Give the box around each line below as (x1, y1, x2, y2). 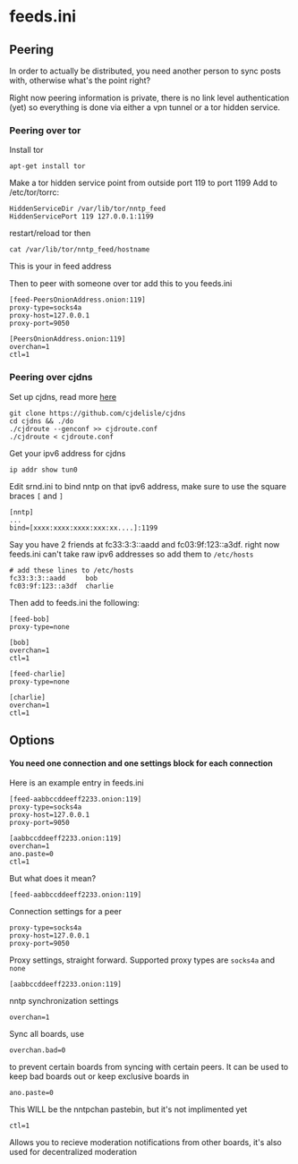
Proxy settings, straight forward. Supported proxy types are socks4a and (9, 955, 276, 965)
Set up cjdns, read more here (9, 391, 117, 402)
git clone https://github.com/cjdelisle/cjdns (9, 409, 186, 418)
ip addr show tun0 (9, 465, 78, 474)
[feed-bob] (9, 615, 50, 624)
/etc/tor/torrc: (9, 187, 60, 198)
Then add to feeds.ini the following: (9, 597, 140, 607)
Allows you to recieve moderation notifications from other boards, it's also (9, 1137, 282, 1148)
